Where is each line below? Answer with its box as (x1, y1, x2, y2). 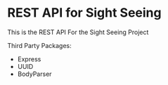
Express (17, 54, 41, 63)
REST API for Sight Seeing (7, 5, 162, 21)
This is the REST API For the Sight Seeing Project (7, 28, 149, 36)
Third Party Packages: (7, 41, 72, 49)
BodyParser (17, 70, 52, 78)
